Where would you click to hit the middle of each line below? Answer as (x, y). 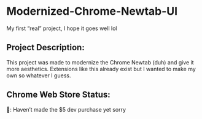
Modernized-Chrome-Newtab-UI (92, 11)
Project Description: (45, 48)
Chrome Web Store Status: (58, 95)
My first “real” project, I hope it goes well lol (62, 28)
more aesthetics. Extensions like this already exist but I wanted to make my (101, 69)
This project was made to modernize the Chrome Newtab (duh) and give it (100, 62)
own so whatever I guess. (39, 75)
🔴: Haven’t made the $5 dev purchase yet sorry (66, 109)
